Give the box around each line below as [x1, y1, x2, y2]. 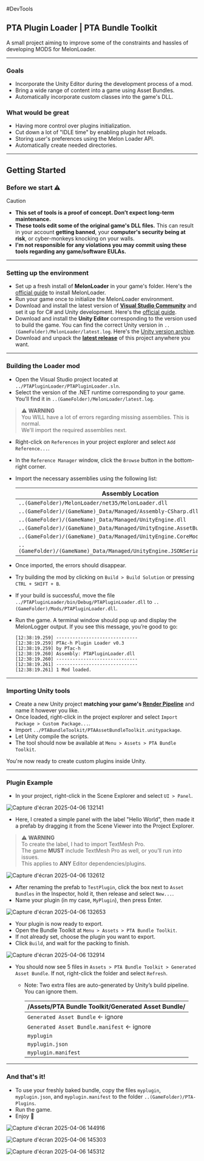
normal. [21, 420, 41, 427]
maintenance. [15, 216, 52, 223]
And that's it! [6, 1073, 46, 1081]
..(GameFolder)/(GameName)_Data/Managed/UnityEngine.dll [18, 516, 186, 523]
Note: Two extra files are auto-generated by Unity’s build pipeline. [24, 981, 189, 989]
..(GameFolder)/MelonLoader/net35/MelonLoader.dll [18, 499, 168, 506]
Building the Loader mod [6, 362, 80, 371]
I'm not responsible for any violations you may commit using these [15, 241, 187, 249]
